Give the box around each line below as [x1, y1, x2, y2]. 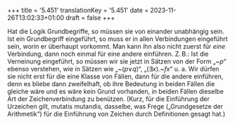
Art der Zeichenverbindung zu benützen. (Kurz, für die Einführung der [7, 95, 210, 103]
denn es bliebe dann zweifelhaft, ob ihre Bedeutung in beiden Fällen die [7, 80, 215, 88]
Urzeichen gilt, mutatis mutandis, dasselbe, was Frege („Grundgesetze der [7, 102, 224, 110]
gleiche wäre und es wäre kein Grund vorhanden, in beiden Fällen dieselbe [7, 88, 224, 95]
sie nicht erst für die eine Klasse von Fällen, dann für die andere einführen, [7, 72, 224, 81]
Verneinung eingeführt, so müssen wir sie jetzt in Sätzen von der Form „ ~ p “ [7, 57, 227, 66]
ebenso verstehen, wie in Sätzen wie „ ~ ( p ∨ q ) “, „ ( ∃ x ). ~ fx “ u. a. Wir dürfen [7, 65, 220, 73]
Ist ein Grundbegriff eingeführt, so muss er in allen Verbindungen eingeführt [7, 35, 228, 43]
